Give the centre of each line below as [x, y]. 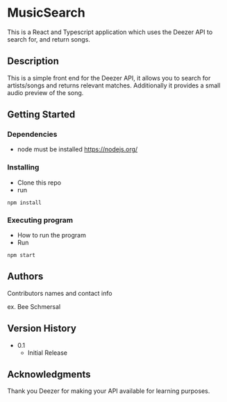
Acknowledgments [49, 375]
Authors [25, 277]
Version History [42, 329]
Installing [23, 167]
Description [33, 61]
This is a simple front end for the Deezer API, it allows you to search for [109, 78]
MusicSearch [46, 13]
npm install [24, 203]
